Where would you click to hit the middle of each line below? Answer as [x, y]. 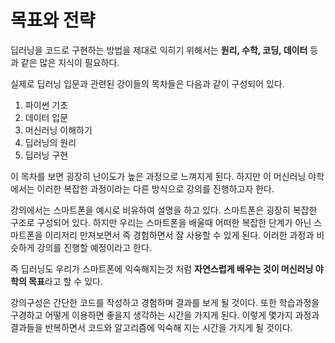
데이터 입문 [46, 117]
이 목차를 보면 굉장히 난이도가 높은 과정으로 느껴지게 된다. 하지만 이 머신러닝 [158, 176]
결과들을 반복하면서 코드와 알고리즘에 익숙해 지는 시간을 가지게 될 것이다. [151, 327]
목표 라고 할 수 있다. [65, 281]
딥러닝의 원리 [50, 142]
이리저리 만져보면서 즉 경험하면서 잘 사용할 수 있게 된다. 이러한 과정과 [179, 235]
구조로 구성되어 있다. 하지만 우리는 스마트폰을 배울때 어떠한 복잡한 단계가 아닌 [161, 222]
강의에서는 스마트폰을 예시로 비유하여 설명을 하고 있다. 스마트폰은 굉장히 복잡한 [164, 210]
